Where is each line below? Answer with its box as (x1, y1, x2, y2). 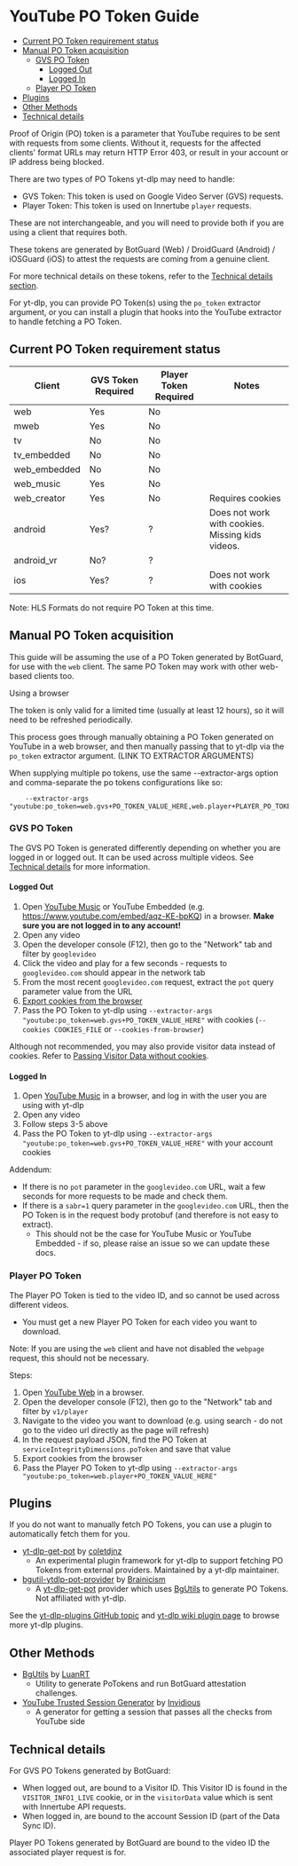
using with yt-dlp (21, 1100, 84, 1111)
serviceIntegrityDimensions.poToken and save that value (21, 1444, 231, 1454)
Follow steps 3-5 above (21, 1119, 108, 1130)
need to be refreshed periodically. (9, 714, 133, 725)
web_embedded (13, 463, 82, 476)
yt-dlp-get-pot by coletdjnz (21, 1546, 122, 1556)
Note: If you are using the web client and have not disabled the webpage (9, 1342, 264, 1354)
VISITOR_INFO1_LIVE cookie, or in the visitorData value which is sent (21, 1792, 273, 1802)
